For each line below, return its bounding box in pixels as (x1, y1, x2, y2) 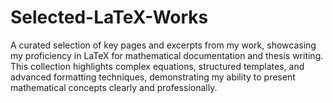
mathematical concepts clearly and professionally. (10, 81, 218, 93)
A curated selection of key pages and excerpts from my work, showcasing (10, 39, 317, 51)
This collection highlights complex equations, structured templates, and (10, 60, 305, 72)
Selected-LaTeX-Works (10, 6, 209, 29)
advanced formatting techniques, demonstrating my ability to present (10, 71, 296, 83)
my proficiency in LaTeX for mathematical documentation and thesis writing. (10, 49, 324, 61)
